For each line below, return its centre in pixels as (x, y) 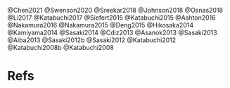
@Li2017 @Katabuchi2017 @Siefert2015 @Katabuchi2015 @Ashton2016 (111, 18)
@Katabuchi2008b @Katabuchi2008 (60, 48)
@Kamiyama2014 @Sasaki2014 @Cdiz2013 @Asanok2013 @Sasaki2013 (112, 32)
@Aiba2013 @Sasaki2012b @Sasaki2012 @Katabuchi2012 (92, 40)
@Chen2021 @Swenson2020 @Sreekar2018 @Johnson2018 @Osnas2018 (115, 10)
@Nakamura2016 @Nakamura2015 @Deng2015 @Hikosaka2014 (101, 25)
